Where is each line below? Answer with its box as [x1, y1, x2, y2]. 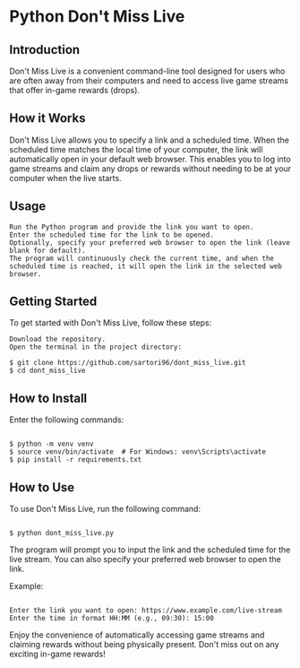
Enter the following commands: [9, 414, 124, 425]
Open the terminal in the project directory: [9, 343, 182, 351]
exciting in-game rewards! [9, 648, 106, 660]
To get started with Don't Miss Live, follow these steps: [9, 317, 212, 328]
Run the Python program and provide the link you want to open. [9, 222, 254, 231]
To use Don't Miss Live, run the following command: [9, 504, 201, 515]
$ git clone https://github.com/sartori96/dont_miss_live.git [9, 359, 246, 368]
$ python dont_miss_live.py [9, 529, 115, 538]
